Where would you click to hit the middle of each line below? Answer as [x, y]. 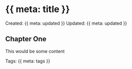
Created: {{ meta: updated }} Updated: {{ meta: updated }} [66, 23]
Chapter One [26, 39]
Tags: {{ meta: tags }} [28, 61]
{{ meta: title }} [38, 9]
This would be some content [35, 51]
